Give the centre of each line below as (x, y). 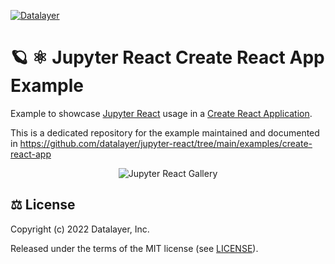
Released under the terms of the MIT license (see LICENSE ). (134, 248)
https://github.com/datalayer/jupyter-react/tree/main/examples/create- (166, 143)
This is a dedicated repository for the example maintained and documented (165, 132)
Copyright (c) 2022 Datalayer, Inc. (80, 229)
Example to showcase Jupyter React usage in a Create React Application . (161, 113)
